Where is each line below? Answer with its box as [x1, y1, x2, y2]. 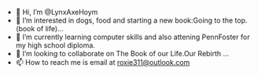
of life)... [36, 24, 64, 33]
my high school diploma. [15, 41, 96, 50]
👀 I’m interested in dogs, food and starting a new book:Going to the [15, 16, 234, 25]
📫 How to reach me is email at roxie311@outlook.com [15, 58, 190, 66]
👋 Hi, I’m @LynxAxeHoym [15, 8, 98, 16]
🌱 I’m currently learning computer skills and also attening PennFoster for [15, 32, 250, 41]
